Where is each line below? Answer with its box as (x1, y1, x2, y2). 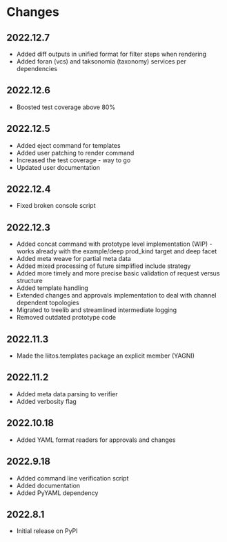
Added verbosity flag (16, 397, 77, 405)
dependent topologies (16, 298, 80, 307)
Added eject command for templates (16, 141, 121, 149)
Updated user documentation (16, 163, 101, 171)
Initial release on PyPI (16, 527, 78, 535)
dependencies (16, 65, 58, 72)
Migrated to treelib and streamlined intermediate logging (16, 306, 177, 314)
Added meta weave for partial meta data (16, 255, 132, 263)
